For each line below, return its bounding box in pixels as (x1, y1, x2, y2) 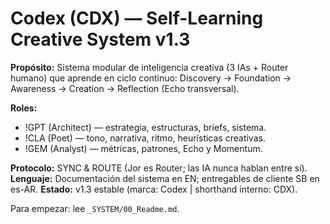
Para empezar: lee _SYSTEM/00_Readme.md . (10, 202, 180, 214)
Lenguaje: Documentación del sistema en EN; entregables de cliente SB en (10, 172, 320, 184)
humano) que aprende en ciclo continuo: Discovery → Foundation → (10, 72, 292, 84)
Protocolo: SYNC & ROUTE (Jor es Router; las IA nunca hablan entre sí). (10, 162, 308, 174)
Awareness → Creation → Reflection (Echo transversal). (10, 82, 240, 94)
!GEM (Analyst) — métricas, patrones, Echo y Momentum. (24, 142, 263, 154)
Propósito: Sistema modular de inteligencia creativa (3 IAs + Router (10, 61, 289, 73)
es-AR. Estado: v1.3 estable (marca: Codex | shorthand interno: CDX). (10, 183, 298, 195)
